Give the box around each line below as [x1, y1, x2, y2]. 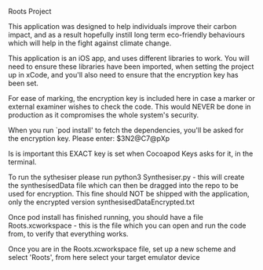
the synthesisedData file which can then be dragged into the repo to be [8, 181, 239, 190]
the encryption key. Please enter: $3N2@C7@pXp [8, 134, 170, 143]
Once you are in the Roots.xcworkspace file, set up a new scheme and [8, 244, 236, 254]
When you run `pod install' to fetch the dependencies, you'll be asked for [8, 125, 244, 135]
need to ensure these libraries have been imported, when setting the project [8, 62, 254, 71]
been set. [8, 78, 39, 88]
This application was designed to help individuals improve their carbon [8, 22, 237, 31]
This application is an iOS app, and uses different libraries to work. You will [8, 54, 250, 63]
